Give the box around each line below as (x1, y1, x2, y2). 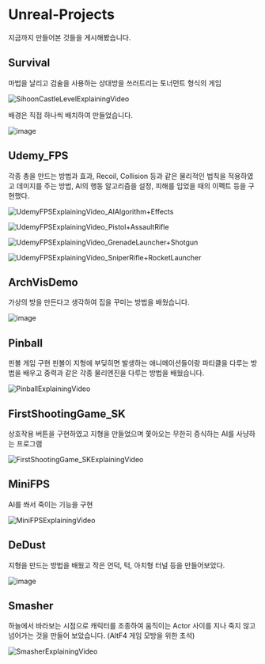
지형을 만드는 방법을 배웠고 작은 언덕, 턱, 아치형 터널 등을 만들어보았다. (8, 560, 225, 570)
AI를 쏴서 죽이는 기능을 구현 (8, 499, 93, 509)
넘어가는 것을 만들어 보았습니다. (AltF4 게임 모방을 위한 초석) (8, 631, 195, 640)
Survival (8, 56, 51, 70)
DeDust (8, 538, 46, 552)
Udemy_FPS (8, 149, 69, 163)
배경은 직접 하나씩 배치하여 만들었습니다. (8, 110, 133, 120)
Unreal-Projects (8, 6, 115, 24)
